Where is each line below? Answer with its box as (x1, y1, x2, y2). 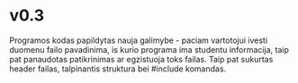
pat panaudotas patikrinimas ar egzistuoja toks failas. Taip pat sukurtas (9, 54, 274, 64)
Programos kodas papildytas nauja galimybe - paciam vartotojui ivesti (9, 35, 268, 46)
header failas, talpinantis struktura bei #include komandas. (9, 63, 227, 74)
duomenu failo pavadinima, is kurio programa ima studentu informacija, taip (9, 44, 290, 54)
